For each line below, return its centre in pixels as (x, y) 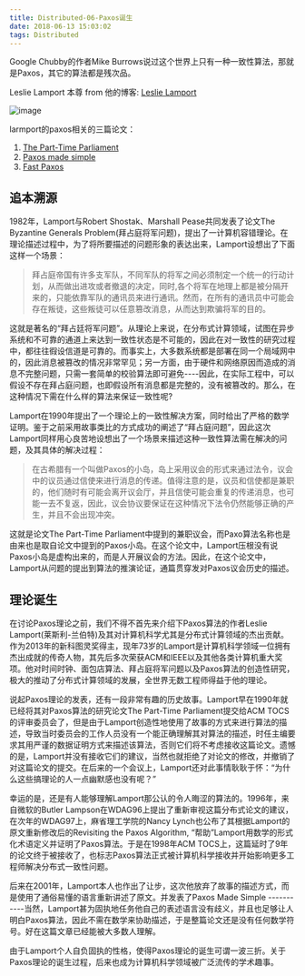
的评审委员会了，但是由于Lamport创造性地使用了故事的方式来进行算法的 (144, 722)
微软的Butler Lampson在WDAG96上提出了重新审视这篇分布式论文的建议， (155, 810)
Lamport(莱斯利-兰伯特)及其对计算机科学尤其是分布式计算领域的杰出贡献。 (149, 634)
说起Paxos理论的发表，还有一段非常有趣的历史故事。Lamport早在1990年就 (149, 699)
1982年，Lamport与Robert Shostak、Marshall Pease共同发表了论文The (142, 221)
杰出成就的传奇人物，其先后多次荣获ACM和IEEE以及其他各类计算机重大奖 (146, 657)
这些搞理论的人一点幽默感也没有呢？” (87, 779)
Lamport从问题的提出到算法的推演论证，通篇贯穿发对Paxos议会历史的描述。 (152, 568)
